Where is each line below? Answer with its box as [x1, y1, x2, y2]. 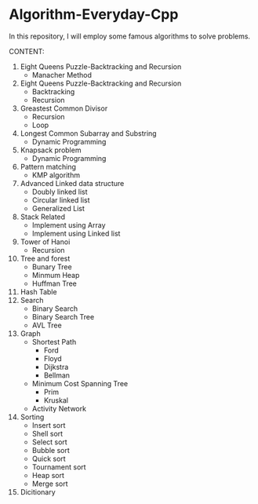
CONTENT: [9, 46, 45, 56]
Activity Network [31, 404, 87, 413]
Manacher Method [31, 70, 93, 79]
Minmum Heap [31, 270, 80, 279]
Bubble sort [31, 445, 70, 455]
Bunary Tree [31, 261, 73, 272]
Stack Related [20, 212, 66, 221]
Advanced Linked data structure [20, 178, 125, 188]
